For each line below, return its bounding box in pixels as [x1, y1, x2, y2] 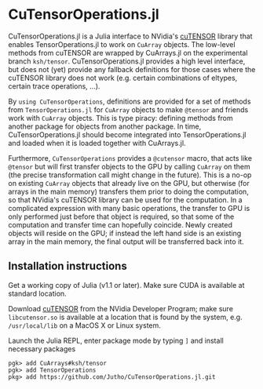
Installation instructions [8, 260, 127, 273]
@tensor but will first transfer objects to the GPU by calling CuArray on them [8, 162, 251, 171]
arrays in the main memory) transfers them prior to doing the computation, [8, 187, 249, 196]
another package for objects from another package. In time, [8, 122, 202, 131]
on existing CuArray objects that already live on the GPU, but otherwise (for [8, 178, 250, 187]
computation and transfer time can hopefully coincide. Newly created [8, 220, 233, 229]
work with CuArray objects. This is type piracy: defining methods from [8, 113, 233, 122]
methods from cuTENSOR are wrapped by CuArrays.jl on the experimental [8, 48, 248, 57]
